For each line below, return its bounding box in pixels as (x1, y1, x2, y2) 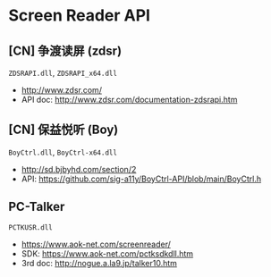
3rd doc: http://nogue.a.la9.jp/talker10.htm (21, 257, 178, 268)
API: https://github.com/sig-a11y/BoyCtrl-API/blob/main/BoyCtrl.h (21, 173, 261, 184)
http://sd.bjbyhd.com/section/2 (21, 164, 137, 174)
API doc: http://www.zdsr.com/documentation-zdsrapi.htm (21, 95, 238, 105)
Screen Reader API (8, 5, 151, 26)
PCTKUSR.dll (8, 222, 53, 232)
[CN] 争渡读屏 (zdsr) (8, 43, 123, 58)
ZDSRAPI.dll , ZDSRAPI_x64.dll (8, 68, 118, 78)
